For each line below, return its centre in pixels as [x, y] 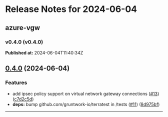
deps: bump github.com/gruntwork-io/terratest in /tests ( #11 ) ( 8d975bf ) [86, 104]
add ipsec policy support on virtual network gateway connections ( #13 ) [86, 93]
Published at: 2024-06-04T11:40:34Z [44, 52]
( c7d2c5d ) [23, 99]
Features [16, 82]
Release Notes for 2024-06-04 [71, 9]
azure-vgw [22, 28]
